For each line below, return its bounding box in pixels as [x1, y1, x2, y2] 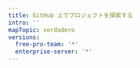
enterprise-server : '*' [15, 48, 92, 55]
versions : [8, 33, 41, 41]
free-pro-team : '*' [15, 41, 79, 48]
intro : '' [8, 19, 41, 27]
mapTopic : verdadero [8, 26, 76, 34]
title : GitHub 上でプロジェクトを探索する [8, 11, 133, 20]
